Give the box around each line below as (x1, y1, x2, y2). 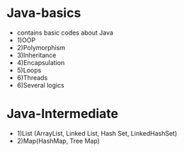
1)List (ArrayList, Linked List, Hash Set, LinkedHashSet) (16, 129, 178, 137)
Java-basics (6, 5, 81, 21)
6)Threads (16, 73, 48, 82)
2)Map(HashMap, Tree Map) (16, 136, 100, 145)
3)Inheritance (16, 51, 57, 59)
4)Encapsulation (16, 58, 65, 66)
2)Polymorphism (16, 43, 66, 52)
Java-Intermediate (6, 106, 118, 122)
